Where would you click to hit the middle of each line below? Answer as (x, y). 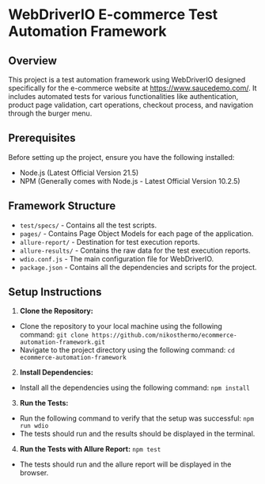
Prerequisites (42, 138)
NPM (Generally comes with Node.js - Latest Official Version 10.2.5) (130, 181)
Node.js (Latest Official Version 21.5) (79, 173)
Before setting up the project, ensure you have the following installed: (121, 157)
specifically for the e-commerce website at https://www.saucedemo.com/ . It (132, 88)
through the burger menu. (50, 113)
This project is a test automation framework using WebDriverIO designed (127, 80)
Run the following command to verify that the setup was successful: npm (137, 418)
